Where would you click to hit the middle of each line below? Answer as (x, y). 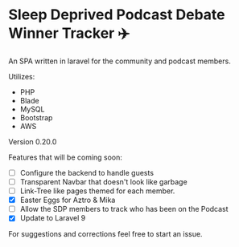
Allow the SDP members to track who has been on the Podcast (124, 209)
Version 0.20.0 (33, 141)
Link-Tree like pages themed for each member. (97, 191)
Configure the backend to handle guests (87, 172)
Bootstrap (36, 117)
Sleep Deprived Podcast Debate (117, 15)
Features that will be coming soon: (66, 157)
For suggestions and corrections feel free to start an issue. (105, 234)
